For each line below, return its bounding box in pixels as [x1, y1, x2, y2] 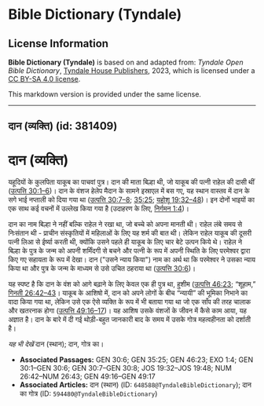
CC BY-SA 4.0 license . [8, 75, 81, 83]
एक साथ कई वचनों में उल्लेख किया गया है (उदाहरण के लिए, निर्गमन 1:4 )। [8, 204, 190, 214]
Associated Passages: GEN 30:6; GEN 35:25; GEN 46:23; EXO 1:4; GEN [19, 355, 254, 364]
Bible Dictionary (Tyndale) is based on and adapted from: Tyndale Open [8, 57, 244, 67]
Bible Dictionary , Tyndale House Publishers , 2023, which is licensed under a [8, 66, 255, 75]
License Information [8, 37, 108, 50]
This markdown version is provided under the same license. [8, 90, 202, 99]
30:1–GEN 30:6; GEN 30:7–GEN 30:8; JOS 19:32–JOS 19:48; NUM [19, 364, 232, 373]
